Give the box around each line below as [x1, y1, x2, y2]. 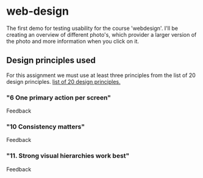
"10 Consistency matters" [6, 122, 85, 131]
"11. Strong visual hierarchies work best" [6, 152, 130, 160]
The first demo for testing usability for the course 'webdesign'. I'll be [6, 24, 179, 32]
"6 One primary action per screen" [6, 93, 112, 102]
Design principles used [6, 55, 96, 65]
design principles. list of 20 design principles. [6, 78, 121, 85]
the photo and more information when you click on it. [6, 37, 139, 45]
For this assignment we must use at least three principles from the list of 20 [6, 72, 196, 79]
